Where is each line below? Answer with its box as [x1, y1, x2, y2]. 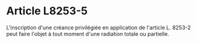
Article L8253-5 [6, 4, 88, 18]
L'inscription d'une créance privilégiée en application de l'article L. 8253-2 [6, 24, 191, 31]
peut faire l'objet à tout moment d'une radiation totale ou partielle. [6, 30, 170, 37]
